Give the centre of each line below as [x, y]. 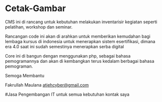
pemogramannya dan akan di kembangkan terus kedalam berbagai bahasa [80, 61]
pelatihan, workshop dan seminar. [39, 27]
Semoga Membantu [25, 75]
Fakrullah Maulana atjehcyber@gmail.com [47, 85]
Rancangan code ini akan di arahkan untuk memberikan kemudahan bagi [78, 36]
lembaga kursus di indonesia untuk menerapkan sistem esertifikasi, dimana [80, 41]
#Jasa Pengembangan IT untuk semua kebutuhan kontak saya [67, 94]
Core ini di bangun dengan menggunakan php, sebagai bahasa [68, 56]
